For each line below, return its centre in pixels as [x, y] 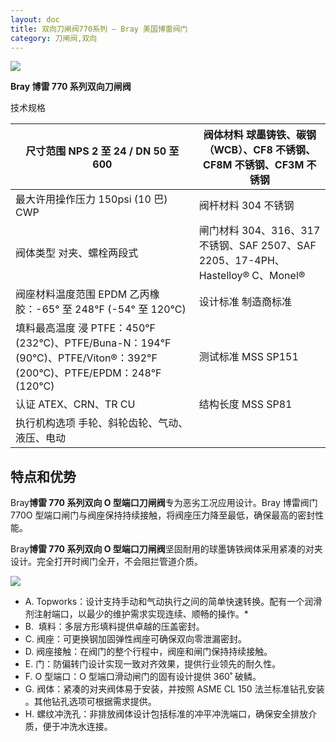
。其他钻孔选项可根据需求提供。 [90, 702]
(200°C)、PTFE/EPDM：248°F [88, 373]
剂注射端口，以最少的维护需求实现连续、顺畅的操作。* [136, 614]
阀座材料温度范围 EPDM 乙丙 [82, 294]
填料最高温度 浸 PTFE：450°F [86, 328]
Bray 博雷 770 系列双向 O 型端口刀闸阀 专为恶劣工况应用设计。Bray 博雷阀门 [164, 503]
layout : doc [35, 19]
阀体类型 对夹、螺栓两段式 [77, 253]
